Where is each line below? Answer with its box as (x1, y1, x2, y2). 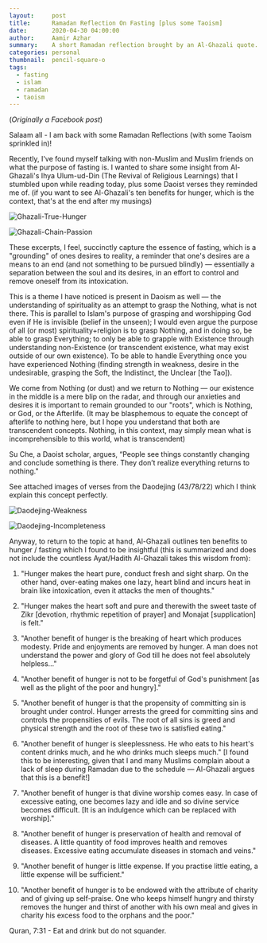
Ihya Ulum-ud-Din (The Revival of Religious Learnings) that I (41, 171, 238, 181)
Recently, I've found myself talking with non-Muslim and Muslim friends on (9, 154, 253, 164)
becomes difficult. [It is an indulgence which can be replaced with (20, 805, 237, 815)
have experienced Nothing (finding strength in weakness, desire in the (9, 360, 239, 369)
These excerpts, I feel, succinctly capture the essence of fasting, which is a (9, 243, 257, 252)
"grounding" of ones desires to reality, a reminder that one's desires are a (9, 251, 250, 261)
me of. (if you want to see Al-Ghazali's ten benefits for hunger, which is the (9, 188, 255, 197)
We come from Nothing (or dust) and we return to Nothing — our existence (9, 384, 254, 393)
